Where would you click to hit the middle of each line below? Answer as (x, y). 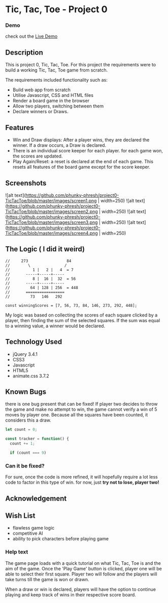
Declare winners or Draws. (40, 112)
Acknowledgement (36, 498)
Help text (17, 552)
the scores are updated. (38, 156)
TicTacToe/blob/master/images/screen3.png (52, 222)
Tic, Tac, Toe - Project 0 (56, 9)
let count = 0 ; (21, 430)
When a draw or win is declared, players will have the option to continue (81, 589)
